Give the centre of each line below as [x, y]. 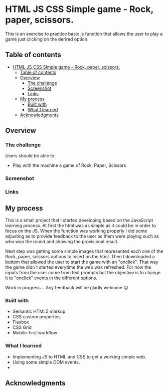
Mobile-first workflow [35, 333]
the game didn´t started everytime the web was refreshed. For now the [78, 267]
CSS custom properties [37, 317]
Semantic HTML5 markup [39, 311]
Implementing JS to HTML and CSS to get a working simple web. [79, 356]
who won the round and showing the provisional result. [62, 242]
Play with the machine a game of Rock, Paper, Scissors [69, 165]
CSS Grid [22, 327]
